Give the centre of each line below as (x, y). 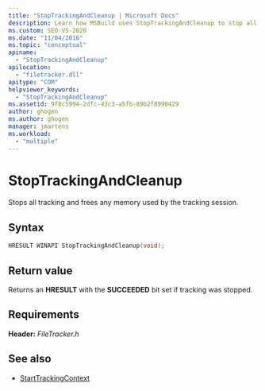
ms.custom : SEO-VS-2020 (48, 30)
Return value (40, 271)
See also (30, 359)
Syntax (26, 227)
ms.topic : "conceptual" (48, 45)
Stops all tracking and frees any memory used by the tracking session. (123, 203)
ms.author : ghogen (38, 119)
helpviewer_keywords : (44, 89)
